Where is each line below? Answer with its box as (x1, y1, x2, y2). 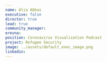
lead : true (5, 21, 28, 26)
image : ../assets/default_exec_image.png (5, 44, 93, 49)
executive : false (5, 12, 42, 17)
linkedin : (5, 49, 26, 54)
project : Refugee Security (5, 40, 62, 45)
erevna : (5, 30, 22, 35)
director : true (5, 16, 37, 21)
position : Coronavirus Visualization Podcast (5, 35, 102, 40)
